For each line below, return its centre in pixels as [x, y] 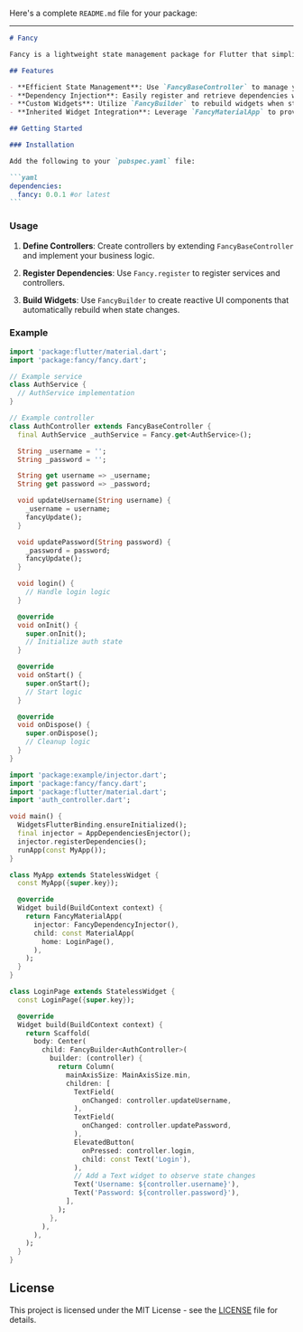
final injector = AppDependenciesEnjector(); [105, 834]
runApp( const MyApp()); [62, 850]
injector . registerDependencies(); [82, 841]
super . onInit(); [56, 633]
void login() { [46, 584]
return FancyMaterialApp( [74, 917]
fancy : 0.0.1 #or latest [64, 194]
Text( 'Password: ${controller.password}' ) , [157, 1193]
